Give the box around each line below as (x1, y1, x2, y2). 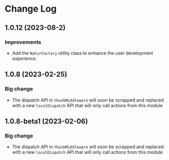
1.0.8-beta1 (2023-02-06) (5, 117, 88, 125)
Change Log (5, 3, 57, 15)
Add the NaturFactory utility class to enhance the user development (12, 50, 153, 56)
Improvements (5, 39, 41, 46)
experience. (12, 55, 37, 61)
